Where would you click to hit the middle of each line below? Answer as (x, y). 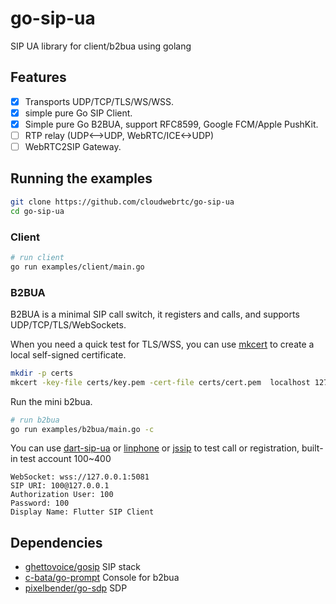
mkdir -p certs (42, 373)
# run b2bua (35, 420)
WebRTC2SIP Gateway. (73, 146)
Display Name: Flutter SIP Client (82, 512)
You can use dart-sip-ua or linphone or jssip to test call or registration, (155, 448)
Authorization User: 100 (62, 495)
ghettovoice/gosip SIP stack (83, 567)
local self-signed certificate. (68, 354)
